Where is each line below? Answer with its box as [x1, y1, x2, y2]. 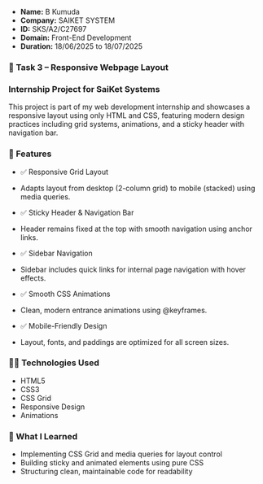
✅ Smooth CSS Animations [20, 289, 112, 299]
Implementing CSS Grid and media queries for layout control [20, 449, 222, 459]
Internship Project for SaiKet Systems [8, 83, 160, 94]
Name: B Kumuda [20, 7, 80, 16]
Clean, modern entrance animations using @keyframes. [20, 305, 208, 315]
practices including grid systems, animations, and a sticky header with [8, 120, 245, 129]
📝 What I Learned [8, 430, 78, 442]
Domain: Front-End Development [20, 33, 132, 42]
